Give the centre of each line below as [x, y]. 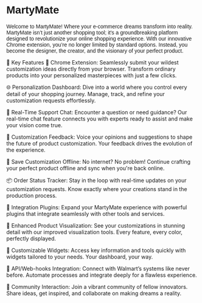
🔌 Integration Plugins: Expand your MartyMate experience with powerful [97, 207]
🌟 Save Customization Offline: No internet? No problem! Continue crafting [98, 161]
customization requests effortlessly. [51, 100]
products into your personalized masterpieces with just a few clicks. [92, 75]
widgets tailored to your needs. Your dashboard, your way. [80, 257]
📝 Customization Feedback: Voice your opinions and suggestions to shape [99, 137]
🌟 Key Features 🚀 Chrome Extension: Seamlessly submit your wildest [92, 62]
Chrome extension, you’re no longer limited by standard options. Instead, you [97, 44]
